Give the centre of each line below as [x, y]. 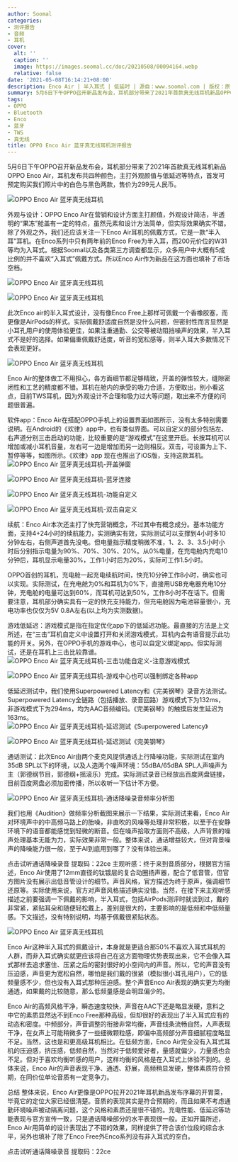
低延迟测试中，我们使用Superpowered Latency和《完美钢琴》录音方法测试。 [119, 691]
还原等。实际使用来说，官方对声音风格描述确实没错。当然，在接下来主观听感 [119, 891]
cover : [17, 47]
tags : [15, 100]
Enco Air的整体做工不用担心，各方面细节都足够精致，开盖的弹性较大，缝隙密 [119, 378]
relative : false [38, 73]
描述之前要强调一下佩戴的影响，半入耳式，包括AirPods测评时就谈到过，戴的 [118, 899]
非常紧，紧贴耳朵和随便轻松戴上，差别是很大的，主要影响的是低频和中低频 [116, 908]
